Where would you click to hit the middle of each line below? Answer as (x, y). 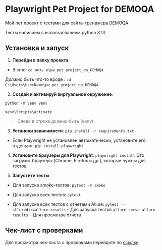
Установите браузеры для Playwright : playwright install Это (78, 155)
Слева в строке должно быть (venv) (55, 121)
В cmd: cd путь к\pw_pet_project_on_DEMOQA (58, 69)
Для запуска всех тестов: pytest (47, 194)
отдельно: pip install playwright (48, 145)
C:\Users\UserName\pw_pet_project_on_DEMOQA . (53, 84)
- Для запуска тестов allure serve (103, 209)
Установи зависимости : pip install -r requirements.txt (73, 130)
